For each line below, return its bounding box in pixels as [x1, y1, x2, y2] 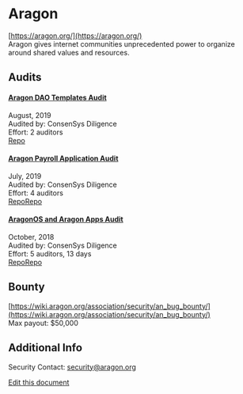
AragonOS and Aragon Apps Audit [8, 214, 124, 224]
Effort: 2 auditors [8, 127, 63, 137]
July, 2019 [8, 171, 42, 180]
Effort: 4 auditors [8, 188, 63, 198]
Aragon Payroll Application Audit [8, 153, 119, 163]
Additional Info [8, 341, 83, 354]
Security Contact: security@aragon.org [8, 362, 137, 372]
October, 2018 [8, 232, 55, 241]
